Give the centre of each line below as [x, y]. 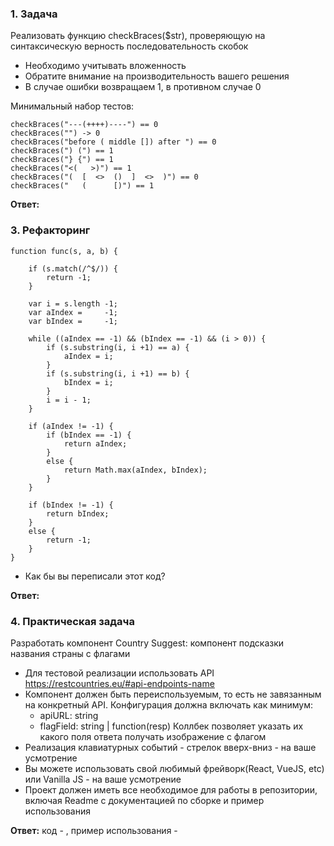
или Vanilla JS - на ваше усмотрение [103, 779]
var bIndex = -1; [73, 321]
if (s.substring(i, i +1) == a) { [118, 347]
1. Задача [34, 14]
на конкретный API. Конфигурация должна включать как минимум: [169, 704]
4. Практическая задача [72, 621]
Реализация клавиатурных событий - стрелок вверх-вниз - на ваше [170, 747]
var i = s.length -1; [73, 303]
